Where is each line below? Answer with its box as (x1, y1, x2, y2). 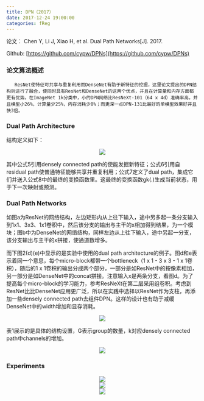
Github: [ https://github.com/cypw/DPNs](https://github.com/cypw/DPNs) (6, 50, 190, 57)
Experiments (6, 362, 45, 371)
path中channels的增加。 (6, 335, 68, 342)
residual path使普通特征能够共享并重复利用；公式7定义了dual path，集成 (6, 168, 188, 176)
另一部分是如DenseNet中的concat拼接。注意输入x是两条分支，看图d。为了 (6, 272, 194, 280)
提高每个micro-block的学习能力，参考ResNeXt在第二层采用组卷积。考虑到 (6, 280, 192, 287)
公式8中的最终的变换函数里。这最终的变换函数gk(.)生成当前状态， (27, 176, 192, 183)
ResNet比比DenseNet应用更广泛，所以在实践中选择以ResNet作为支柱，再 (6, 288, 191, 295)
